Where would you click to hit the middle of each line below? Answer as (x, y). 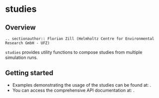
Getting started (29, 73)
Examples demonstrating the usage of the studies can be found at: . (82, 85)
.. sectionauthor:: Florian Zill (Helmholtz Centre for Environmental (80, 39)
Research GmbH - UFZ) (28, 43)
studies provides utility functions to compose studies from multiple (74, 52)
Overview (21, 27)
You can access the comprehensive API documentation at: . (74, 90)
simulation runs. (22, 57)
